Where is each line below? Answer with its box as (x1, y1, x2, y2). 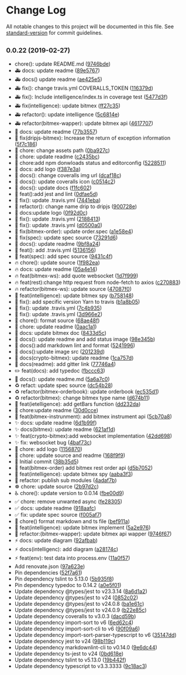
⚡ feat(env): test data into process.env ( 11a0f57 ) (14, 554, 130, 561)
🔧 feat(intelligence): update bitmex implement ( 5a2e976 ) (14, 524, 151, 531)
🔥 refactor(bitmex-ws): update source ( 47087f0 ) (14, 285, 132, 292)
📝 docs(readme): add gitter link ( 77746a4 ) (14, 360, 116, 367)
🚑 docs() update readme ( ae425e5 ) (14, 76, 102, 83)
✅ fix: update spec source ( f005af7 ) (14, 511, 102, 518)
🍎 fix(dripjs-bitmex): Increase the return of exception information (14, 134, 171, 141)
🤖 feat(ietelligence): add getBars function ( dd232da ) (14, 400, 141, 408)
